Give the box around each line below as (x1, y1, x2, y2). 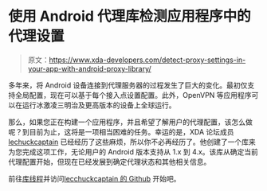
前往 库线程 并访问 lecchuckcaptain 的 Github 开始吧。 (8, 173, 181, 183)
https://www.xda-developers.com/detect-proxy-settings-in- (49, 55, 246, 64)
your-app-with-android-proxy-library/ (27, 64, 151, 73)
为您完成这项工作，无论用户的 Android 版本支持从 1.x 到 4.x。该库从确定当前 (8, 146, 259, 156)
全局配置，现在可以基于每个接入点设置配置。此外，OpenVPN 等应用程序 (14, 90, 253, 99)
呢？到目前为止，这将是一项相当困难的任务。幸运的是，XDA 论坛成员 (8, 127, 234, 136)
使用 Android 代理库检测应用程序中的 (8, 7, 251, 25)
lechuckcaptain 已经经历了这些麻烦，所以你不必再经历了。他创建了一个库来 (8, 137, 257, 146)
